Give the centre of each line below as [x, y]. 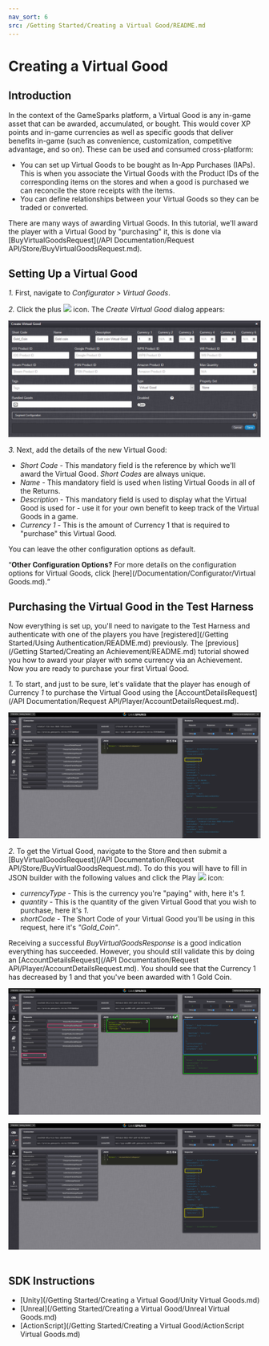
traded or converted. [54, 207]
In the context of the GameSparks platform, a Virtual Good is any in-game [130, 115]
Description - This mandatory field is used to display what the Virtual [133, 499]
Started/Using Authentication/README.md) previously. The [106, 643]
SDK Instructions [52, 1281]
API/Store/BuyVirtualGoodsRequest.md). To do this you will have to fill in [128, 868]
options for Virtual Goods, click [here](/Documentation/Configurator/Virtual [132, 573]
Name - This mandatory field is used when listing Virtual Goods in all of [137, 482]
